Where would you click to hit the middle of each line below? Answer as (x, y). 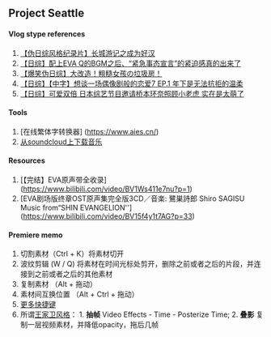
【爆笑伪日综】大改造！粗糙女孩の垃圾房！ (91, 73)
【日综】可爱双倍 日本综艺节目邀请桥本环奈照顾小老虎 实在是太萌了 (132, 93)
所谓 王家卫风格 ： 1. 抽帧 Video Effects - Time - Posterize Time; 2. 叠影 (137, 314)
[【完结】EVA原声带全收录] (63, 180)
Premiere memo (36, 235)
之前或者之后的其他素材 (74, 274)
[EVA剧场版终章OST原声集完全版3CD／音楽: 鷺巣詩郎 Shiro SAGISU (132, 198)
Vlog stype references (47, 34)
